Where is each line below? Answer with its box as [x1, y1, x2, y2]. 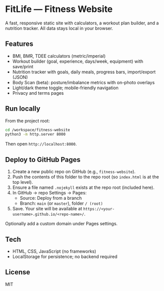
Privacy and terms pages [12, 90, 64, 96]
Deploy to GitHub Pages [5, 155, 81, 164]
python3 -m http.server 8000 [5, 132, 66, 137]
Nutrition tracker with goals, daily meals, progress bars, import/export [12, 69, 156, 75]
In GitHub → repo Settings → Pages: [12, 190, 87, 196]
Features [5, 40, 33, 48]
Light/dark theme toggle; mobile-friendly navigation [12, 85, 119, 91]
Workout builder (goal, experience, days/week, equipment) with [12, 58, 144, 64]
